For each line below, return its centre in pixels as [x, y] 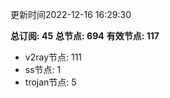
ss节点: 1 [43, 69]
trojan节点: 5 [50, 82]
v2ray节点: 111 [53, 57]
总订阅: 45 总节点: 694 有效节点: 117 [85, 36]
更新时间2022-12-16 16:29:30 [71, 14]
